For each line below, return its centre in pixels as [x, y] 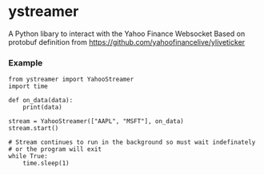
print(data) [42, 107]
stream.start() [34, 129]
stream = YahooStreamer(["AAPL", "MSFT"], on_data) [96, 121]
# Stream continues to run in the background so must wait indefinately [132, 142]
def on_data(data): [41, 101]
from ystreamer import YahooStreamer [71, 80]
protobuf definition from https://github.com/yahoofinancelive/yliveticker [127, 42]
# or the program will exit [55, 149]
